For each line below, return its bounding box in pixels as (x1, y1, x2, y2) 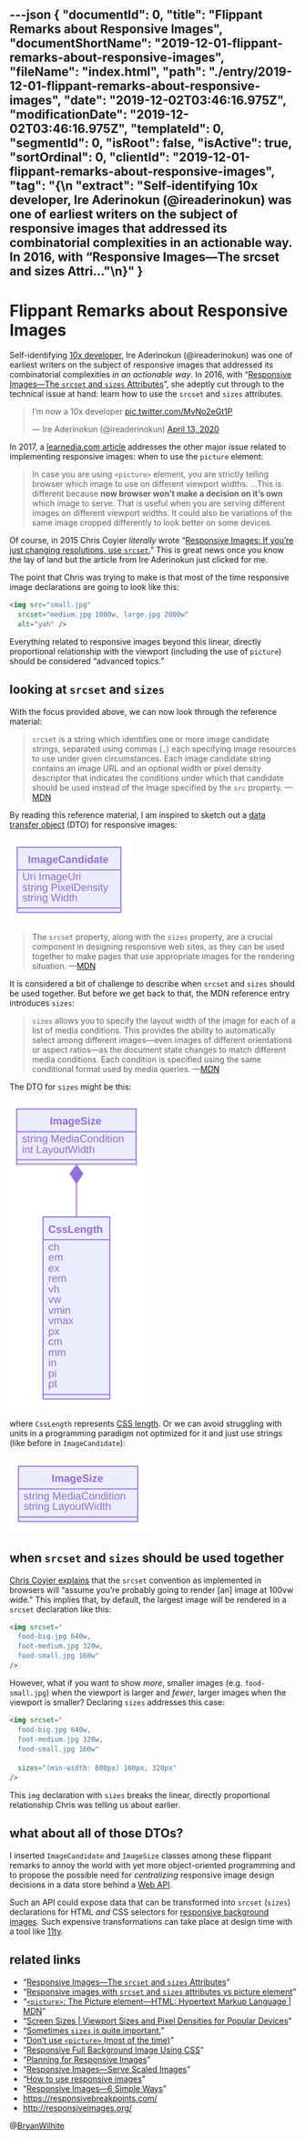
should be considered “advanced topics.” (9, 656, 165, 667)
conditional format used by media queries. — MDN (31, 1063, 220, 1074)
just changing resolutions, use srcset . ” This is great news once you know (9, 544, 285, 555)
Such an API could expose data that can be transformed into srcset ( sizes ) (9, 1897, 291, 1907)
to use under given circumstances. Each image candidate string (31, 752, 271, 764)
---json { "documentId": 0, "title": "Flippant (9, 7, 263, 23)
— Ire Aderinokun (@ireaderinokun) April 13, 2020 (31, 424, 220, 435)
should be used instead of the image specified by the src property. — (31, 781, 293, 792)
